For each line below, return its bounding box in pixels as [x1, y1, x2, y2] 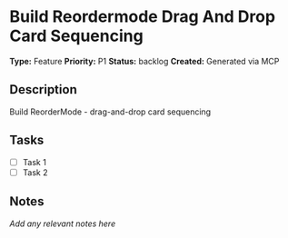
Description [9, 82, 77, 97]
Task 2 [22, 166, 48, 178]
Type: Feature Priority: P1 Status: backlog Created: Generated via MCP [9, 55, 280, 66]
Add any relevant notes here [9, 218, 116, 229]
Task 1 [22, 156, 47, 167]
